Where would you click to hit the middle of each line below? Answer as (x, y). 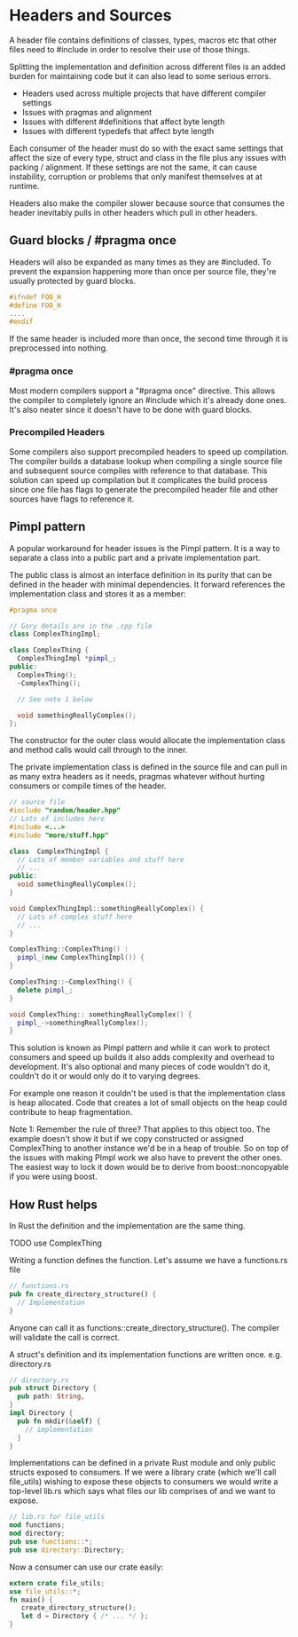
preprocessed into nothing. (59, 348)
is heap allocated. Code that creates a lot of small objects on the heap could (148, 1103)
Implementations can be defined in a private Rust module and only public (143, 1463)
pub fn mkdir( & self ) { (59, 1421)
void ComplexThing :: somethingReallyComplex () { (101, 1014)
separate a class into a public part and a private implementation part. (135, 558)
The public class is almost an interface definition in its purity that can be (141, 574)
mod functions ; (37, 1525)
